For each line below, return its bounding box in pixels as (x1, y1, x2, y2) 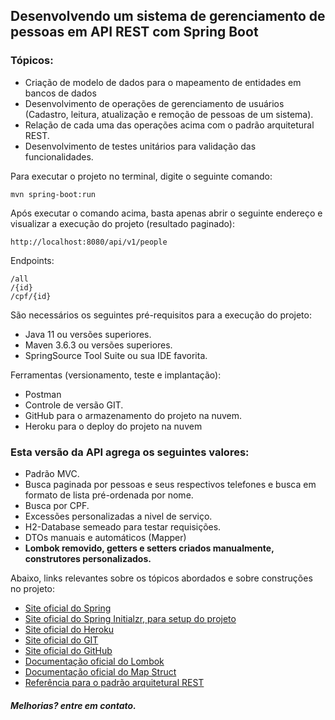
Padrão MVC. (24, 467, 80, 479)
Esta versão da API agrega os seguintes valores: (10, 445, 250, 459)
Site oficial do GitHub (24, 644, 113, 656)
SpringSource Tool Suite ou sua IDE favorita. (24, 349, 208, 361)
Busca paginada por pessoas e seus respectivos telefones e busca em (24, 478, 317, 490)
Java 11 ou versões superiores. (24, 328, 152, 340)
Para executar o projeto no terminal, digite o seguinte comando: (10, 170, 273, 182)
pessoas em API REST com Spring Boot (10, 24, 259, 41)
